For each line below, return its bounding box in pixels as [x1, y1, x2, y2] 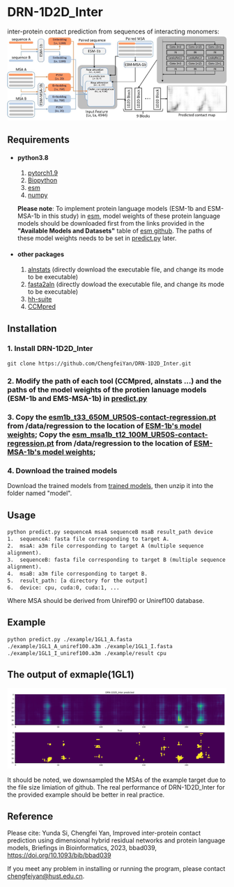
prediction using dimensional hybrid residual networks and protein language [7, 836, 226, 845]
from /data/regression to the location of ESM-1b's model [7, 421, 202, 430]
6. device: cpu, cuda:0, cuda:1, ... [7, 584, 120, 591]
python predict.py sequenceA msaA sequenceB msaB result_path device [7, 528, 214, 535]
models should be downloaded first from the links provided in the [17, 219, 205, 228]
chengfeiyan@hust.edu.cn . [7, 872, 85, 881]
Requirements [7, 134, 70, 146]
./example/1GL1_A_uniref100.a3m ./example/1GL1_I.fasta [7, 643, 173, 650]
